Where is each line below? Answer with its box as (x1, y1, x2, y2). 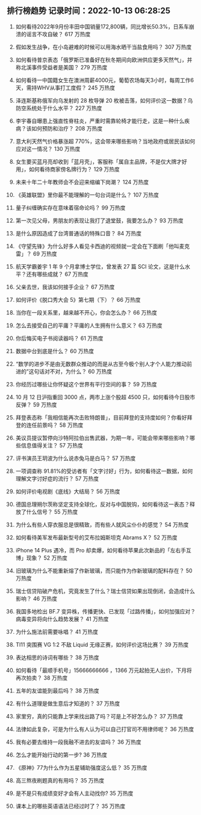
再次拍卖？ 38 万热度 (15, 674, 68, 681)
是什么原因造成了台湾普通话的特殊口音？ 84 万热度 (15, 229, 142, 237)
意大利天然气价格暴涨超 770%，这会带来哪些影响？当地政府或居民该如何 (15, 138, 196, 145)
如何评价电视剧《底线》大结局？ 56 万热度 (15, 488, 120, 495)
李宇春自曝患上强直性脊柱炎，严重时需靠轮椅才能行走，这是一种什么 (15, 117, 185, 124)
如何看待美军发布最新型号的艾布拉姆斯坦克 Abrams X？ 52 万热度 (15, 534, 178, 541)
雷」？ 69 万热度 (15, 250, 58, 257)
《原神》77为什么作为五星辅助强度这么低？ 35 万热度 (15, 764, 147, 771)
